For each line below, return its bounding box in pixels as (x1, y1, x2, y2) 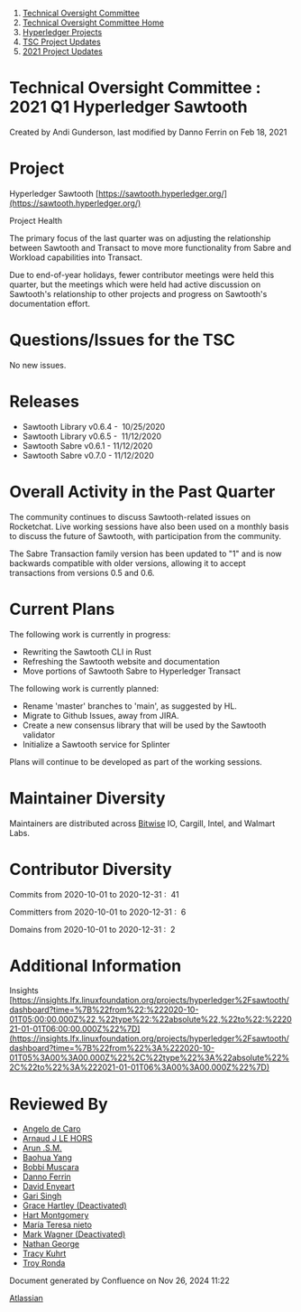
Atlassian (9, 1293, 43, 1304)
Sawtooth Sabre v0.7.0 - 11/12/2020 (22, 450, 155, 461)
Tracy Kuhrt (22, 1248, 67, 1259)
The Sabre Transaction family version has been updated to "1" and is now (9, 548, 282, 559)
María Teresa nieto (22, 1219, 93, 1231)
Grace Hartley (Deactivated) (22, 1200, 128, 1211)
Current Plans (9, 599, 115, 619)
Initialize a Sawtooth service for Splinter (22, 739, 170, 749)
